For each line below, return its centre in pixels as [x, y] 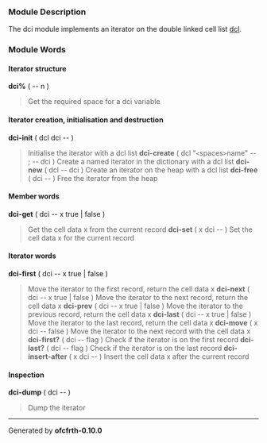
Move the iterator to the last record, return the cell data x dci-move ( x [143, 323]
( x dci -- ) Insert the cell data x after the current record [159, 356]
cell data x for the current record [81, 237]
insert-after [47, 356]
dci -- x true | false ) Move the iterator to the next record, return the [138, 298]
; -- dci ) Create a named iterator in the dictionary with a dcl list [131, 161]
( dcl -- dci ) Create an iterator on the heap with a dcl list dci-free [151, 170]
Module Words [37, 50]
